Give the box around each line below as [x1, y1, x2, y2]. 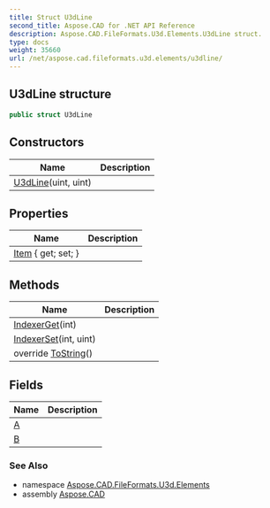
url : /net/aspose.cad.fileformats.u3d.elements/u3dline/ [9, 54, 223, 63]
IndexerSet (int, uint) [13, 333, 96, 345]
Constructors [9, 135, 85, 150]
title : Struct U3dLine [9, 12, 93, 22]
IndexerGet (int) [13, 319, 77, 331]
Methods [9, 277, 60, 292]
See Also [9, 459, 49, 472]
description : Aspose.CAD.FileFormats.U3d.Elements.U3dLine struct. [9, 29, 263, 38]
